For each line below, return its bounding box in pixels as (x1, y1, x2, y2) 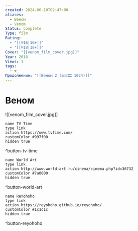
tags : (5, 64, 17, 69)
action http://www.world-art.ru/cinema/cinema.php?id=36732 (5, 166, 134, 171)
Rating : (5, 36, 22, 41)
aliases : (5, 12, 24, 17)
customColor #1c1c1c (5, 207, 49, 212)
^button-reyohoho (5, 220, 43, 226)
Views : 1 (5, 59, 24, 64)
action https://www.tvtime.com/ (5, 130, 73, 135)
